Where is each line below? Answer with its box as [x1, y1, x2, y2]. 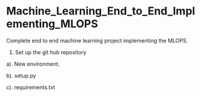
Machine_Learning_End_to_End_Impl [6, 4, 196, 18]
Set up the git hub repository [14, 48, 86, 55]
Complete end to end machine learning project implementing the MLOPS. [6, 37, 188, 44]
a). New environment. [6, 60, 60, 67]
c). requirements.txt [6, 83, 56, 91]
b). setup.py [6, 72, 36, 79]
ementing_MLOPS [6, 17, 98, 31]
